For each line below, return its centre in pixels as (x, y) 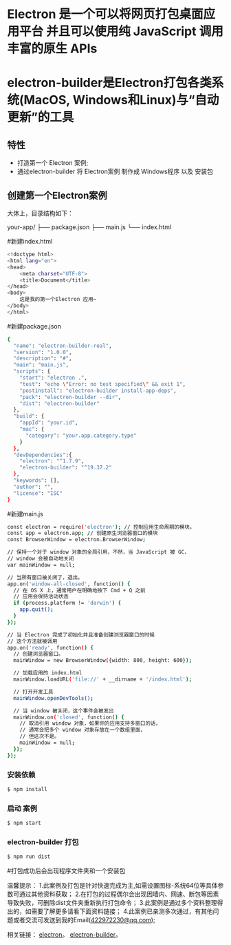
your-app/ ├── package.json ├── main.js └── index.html (89, 227)
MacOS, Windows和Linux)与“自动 (121, 100)
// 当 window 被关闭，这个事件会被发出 (64, 711)
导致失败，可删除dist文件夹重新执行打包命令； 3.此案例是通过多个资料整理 (112, 903)
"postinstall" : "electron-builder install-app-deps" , (98, 391)
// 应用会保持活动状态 (41, 597)
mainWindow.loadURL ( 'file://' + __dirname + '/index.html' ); (103, 679)
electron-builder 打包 (43, 841)
